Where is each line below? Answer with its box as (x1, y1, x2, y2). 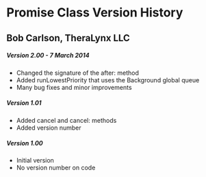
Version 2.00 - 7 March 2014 (6, 51, 90, 60)
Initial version (16, 156, 54, 165)
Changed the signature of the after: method (16, 69, 140, 77)
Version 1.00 (6, 139, 43, 147)
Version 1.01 (6, 99, 42, 107)
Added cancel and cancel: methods (16, 116, 117, 124)
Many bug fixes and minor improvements (16, 83, 132, 91)
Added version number (16, 123, 81, 132)
